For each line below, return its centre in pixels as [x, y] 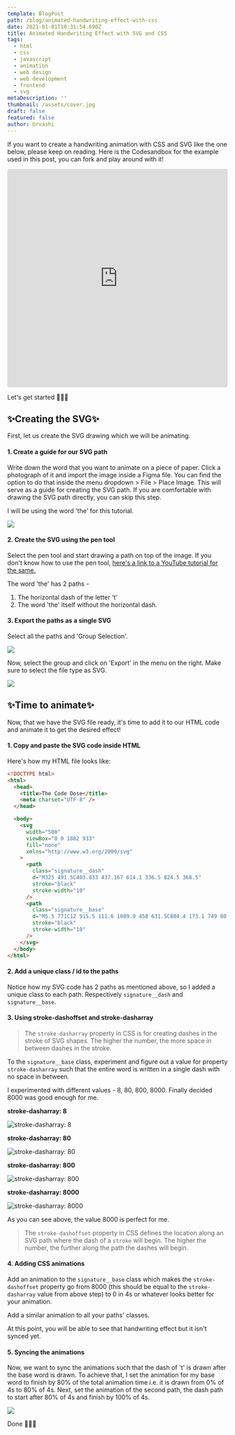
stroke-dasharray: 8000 [43, 1192]
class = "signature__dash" [69, 871]
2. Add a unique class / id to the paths [63, 972]
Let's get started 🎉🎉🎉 [38, 397]
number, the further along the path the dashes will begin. [106, 1248]
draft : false [26, 111]
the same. [22, 570]
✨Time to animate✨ [51, 706]
